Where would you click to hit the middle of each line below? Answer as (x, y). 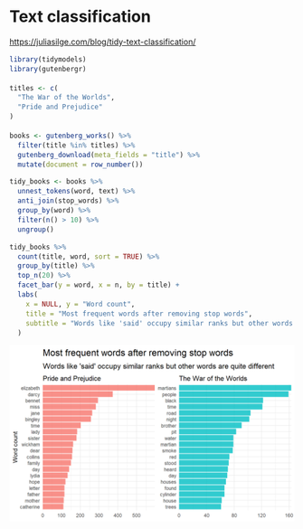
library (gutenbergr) (48, 69)
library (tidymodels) (48, 59)
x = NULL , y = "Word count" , (80, 304)
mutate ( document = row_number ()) (80, 165)
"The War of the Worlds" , (66, 98)
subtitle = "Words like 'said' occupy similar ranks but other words (160, 323)
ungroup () (36, 229)
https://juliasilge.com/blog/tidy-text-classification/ (103, 42)
